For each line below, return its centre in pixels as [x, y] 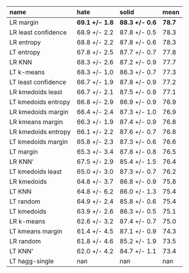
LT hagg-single [32, 261]
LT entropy [25, 52]
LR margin [24, 22]
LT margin [24, 151]
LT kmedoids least [36, 172]
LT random [25, 201]
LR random [25, 241]
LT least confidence [38, 82]
